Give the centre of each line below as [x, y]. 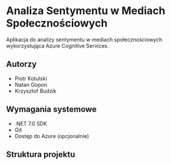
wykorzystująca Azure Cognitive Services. [57, 46]
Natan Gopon [31, 85]
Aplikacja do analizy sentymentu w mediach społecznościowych [84, 39]
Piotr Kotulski [31, 78]
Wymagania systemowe [52, 110]
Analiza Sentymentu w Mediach [86, 11]
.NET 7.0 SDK [31, 123]
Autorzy [22, 64]
